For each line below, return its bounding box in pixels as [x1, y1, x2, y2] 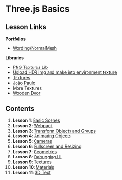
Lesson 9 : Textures [12, 159, 52, 165]
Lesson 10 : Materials [12, 164, 55, 170]
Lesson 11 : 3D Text [12, 169, 51, 175]
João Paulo [12, 80, 35, 86]
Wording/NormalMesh [12, 45, 57, 51]
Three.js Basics [5, 3, 70, 15]
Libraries [5, 55, 24, 61]
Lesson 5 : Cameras [12, 138, 52, 144]
